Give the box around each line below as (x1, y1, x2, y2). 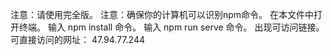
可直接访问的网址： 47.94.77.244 (10, 34, 145, 45)
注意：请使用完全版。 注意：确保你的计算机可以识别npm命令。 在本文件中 (10, 9, 314, 20)
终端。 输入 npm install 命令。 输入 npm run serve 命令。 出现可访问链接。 (18, 21, 325, 33)
